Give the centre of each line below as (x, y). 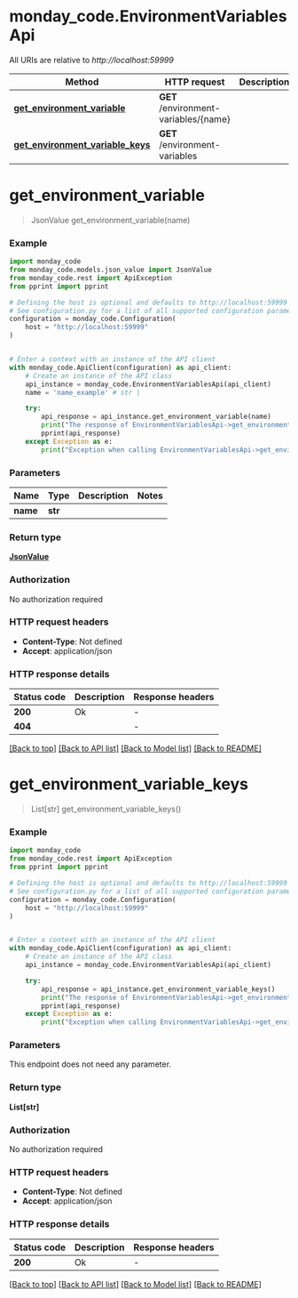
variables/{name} (195, 119)
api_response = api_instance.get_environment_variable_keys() (158, 989)
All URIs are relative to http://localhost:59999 (92, 60)
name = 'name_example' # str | (83, 392)
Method (82, 82)
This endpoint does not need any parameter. (90, 1064)
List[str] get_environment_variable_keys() (106, 809)
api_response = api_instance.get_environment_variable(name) (157, 417)
